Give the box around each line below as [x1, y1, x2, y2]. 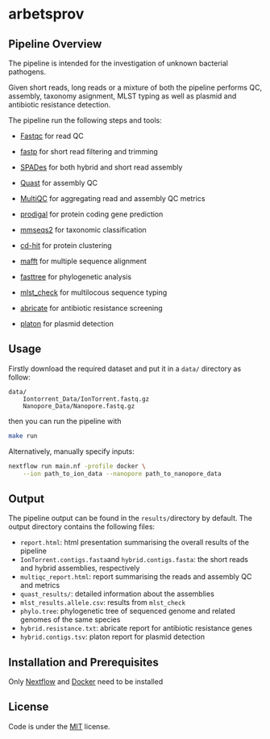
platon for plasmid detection [19, 319, 114, 328]
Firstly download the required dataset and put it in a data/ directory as [8, 363, 242, 373]
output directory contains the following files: [8, 522, 156, 531]
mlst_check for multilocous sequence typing [19, 288, 168, 297]
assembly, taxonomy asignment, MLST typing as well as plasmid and [8, 91, 237, 101]
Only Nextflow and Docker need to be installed [8, 677, 164, 687]
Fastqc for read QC [19, 131, 84, 141]
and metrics [19, 581, 60, 590]
